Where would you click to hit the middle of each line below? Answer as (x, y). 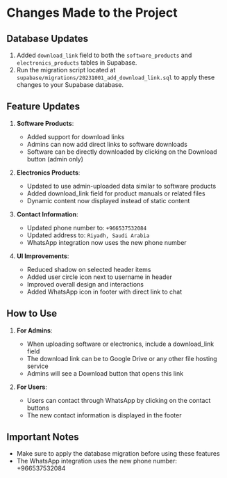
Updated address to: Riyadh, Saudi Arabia (88, 235)
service (38, 366)
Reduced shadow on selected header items (89, 269)
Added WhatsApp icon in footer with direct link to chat (104, 292)
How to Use (32, 313)
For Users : (32, 387)
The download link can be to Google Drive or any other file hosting (122, 358)
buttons (38, 408)
